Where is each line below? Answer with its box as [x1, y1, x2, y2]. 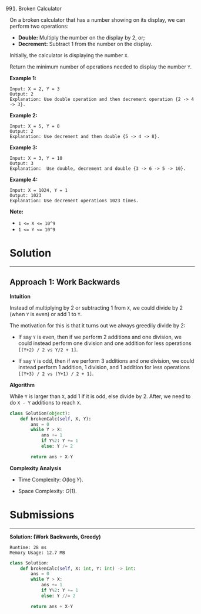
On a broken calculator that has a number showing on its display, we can [9, 17, 186, 23]
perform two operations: [9, 23, 69, 29]
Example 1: [9, 75, 37, 81]
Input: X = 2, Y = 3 [9, 86, 61, 92]
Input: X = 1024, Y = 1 [9, 188, 68, 193]
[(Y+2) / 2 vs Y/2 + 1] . [18, 346, 78, 353]
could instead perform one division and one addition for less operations [18, 339, 192, 347]
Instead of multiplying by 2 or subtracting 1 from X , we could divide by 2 [9, 304, 183, 311]
